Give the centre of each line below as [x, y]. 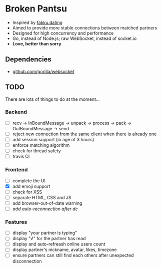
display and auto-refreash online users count [59, 244]
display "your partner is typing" [45, 233]
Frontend [16, 170]
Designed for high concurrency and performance [63, 33]
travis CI [21, 156]
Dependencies [28, 60]
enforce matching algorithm [41, 145]
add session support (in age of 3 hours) [53, 139]
